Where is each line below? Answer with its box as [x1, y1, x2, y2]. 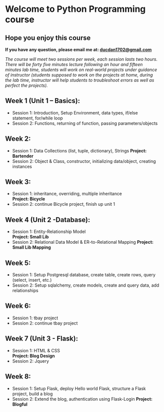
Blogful [12, 401, 28, 407]
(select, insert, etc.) [12, 277, 52, 283]
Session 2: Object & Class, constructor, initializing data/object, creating [12, 158, 156, 164]
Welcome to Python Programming [5, 3, 146, 15]
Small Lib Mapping [12, 244, 51, 250]
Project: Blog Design [12, 353, 55, 359]
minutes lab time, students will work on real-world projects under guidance [5, 67, 157, 73]
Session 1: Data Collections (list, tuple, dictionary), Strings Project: [12, 148, 147, 153]
